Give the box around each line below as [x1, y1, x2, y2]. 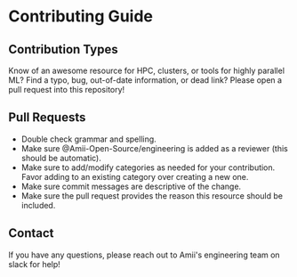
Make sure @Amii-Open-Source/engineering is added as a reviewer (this [20, 143, 288, 153]
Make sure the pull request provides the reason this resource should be [20, 190, 284, 201]
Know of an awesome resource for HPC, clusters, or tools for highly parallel [8, 65, 285, 76]
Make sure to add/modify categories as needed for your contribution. [20, 162, 276, 173]
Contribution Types [8, 42, 118, 57]
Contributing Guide [8, 6, 153, 27]
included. [20, 200, 56, 210]
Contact [8, 225, 54, 241]
